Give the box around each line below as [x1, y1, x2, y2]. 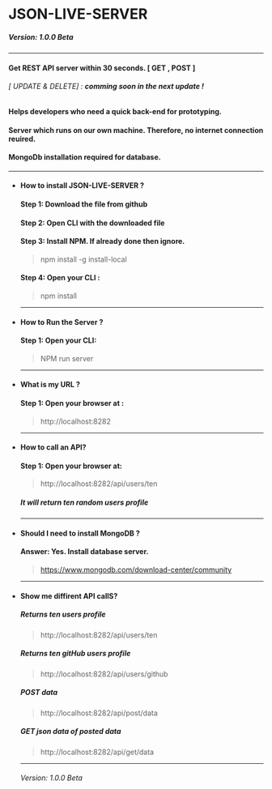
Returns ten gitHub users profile [19, 649, 131, 659]
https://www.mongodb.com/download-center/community [40, 565, 232, 575]
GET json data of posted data [19, 727, 121, 736]
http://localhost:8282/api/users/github [40, 669, 168, 679]
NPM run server [40, 353, 94, 363]
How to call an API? [19, 442, 87, 452]
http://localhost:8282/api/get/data [40, 747, 155, 757]
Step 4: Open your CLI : [19, 273, 100, 283]
